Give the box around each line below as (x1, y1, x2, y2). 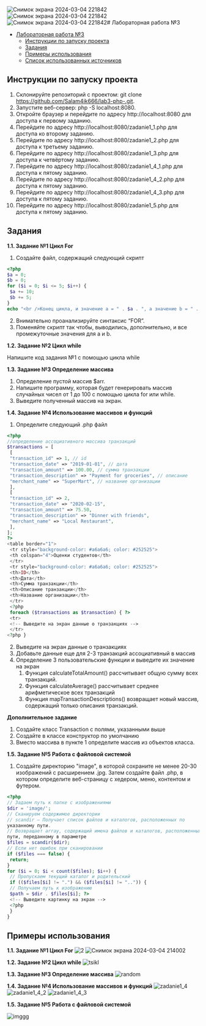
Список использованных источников (24, 57, 122, 64)
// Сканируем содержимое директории (7, 811, 100, 817)
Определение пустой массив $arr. (15, 377, 106, 385)
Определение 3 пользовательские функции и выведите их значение (15, 656, 195, 664)
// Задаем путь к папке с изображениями (7, 800, 112, 806)
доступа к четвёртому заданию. (15, 156, 100, 163)
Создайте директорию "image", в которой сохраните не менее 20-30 (15, 762, 197, 770)
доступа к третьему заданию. (15, 143, 94, 150)
